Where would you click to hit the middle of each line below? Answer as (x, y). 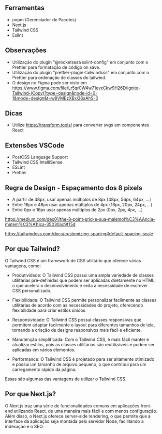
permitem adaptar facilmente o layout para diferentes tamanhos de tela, (83, 325)
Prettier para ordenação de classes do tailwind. (59, 78)
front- (146, 406)
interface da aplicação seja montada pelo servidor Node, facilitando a (74, 421)
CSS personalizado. (32, 290)
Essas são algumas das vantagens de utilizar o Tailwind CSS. (66, 379)
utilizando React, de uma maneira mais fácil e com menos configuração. (86, 411)
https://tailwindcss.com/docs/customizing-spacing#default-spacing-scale (79, 234)
